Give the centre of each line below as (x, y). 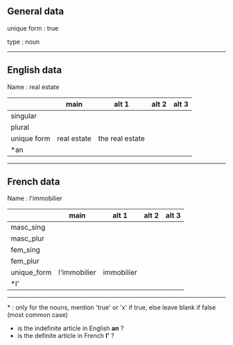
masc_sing (28, 227)
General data (36, 11)
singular (24, 115)
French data (34, 182)
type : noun (24, 42)
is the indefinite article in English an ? (70, 328)
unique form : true (33, 28)
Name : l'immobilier (35, 198)
